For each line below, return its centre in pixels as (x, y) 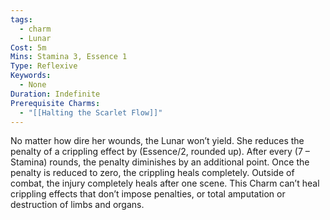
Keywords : (31, 76)
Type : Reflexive (44, 66)
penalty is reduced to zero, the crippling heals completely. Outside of (152, 173)
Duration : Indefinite (55, 94)
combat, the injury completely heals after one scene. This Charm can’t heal (165, 183)
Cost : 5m (28, 47)
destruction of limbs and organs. (77, 205)
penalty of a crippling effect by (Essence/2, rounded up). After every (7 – (160, 152)
